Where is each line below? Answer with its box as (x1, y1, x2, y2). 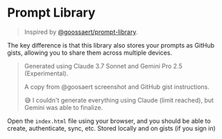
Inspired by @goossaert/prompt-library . (24, 28, 138, 36)
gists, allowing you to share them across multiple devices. (7, 48, 172, 57)
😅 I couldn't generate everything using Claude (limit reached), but (24, 95, 214, 104)
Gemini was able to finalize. (24, 103, 103, 111)
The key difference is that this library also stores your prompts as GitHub (7, 41, 215, 49)
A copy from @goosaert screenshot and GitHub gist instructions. (24, 82, 210, 91)
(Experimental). (24, 69, 69, 77)
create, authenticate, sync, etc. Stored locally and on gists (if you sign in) (7, 124, 216, 132)
